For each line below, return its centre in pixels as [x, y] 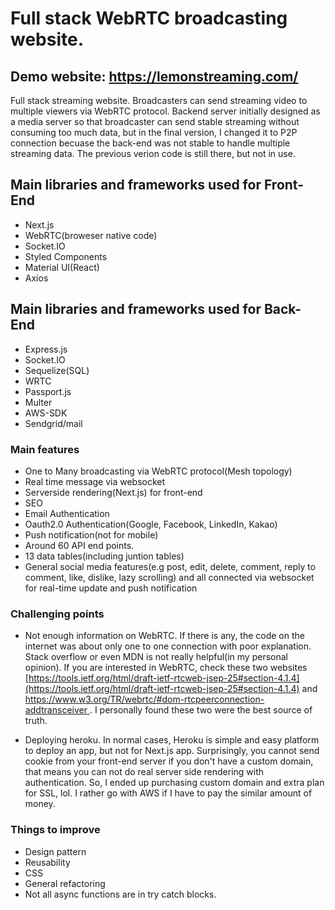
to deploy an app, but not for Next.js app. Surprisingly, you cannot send [172, 751]
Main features [45, 449]
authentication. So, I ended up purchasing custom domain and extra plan [174, 783]
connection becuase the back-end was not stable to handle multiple [150, 143]
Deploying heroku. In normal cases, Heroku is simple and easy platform [172, 740]
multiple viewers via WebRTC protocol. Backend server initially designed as [165, 111]
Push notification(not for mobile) [91, 534]
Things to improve [55, 830]
